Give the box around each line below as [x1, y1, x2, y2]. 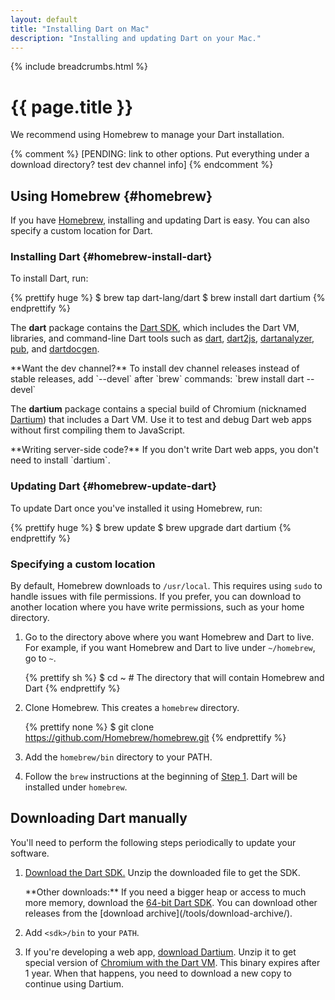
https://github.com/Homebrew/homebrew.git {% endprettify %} [24, 732, 287, 744]
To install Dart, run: [10, 272, 89, 285]
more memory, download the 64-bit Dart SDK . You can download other [24, 896, 318, 908]
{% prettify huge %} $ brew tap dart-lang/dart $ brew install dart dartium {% [10, 292, 326, 304]
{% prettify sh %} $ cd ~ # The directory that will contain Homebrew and [24, 672, 325, 684]
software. [10, 847, 50, 859]
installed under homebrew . [24, 781, 128, 793]
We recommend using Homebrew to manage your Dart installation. [10, 129, 285, 141]
